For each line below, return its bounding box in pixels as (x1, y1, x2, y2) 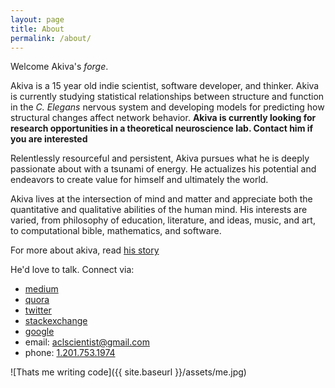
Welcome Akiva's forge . (10, 61, 109, 73)
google (24, 326, 55, 338)
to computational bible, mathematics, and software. (10, 225, 222, 237)
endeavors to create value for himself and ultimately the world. (10, 174, 269, 186)
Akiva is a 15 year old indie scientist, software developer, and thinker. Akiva (10, 80, 320, 92)
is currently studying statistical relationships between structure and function (10, 91, 325, 103)
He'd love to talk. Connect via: (10, 264, 135, 276)
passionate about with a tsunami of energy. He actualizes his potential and (10, 163, 317, 175)
